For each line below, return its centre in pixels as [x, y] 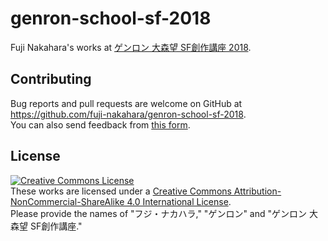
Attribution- [257, 191]
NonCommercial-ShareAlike [67, 201]
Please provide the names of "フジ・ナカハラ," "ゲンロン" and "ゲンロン [159, 213]
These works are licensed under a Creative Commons [121, 191]
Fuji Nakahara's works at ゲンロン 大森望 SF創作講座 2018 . [131, 47]
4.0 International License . [179, 201]
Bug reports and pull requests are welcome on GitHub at [126, 103]
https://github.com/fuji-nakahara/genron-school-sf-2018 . [128, 114]
